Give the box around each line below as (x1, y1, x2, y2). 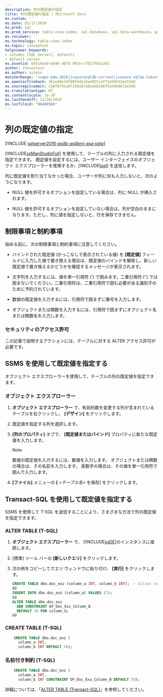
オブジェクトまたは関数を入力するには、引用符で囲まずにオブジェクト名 (12, 307, 157, 312)
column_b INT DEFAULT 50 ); (17, 645, 73, 649)
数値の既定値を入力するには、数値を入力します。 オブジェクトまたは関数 (12, 457, 158, 463)
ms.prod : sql (5, 25, 32, 30)
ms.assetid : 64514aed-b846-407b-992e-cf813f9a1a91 (5, 61, 110, 66)
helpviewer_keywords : (5, 48, 49, 52)
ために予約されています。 (12, 286, 63, 292)
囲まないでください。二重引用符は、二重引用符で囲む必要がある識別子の (12, 280, 157, 286)
